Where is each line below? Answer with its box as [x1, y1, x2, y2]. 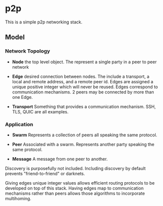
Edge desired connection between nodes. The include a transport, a [12, 74, 150, 79]
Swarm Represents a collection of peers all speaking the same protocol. [12, 132, 158, 138]
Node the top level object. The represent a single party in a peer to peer [12, 59, 157, 65]
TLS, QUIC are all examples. [12, 109, 69, 114]
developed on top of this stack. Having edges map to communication [5, 185, 144, 191]
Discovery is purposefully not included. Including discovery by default [5, 165, 146, 171]
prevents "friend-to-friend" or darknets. [5, 170, 85, 176]
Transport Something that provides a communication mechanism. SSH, [12, 103, 156, 110]
